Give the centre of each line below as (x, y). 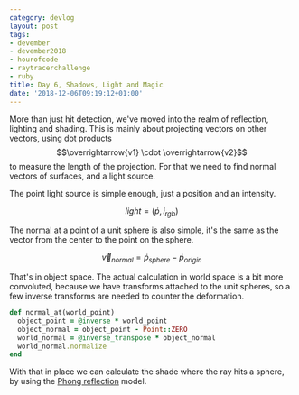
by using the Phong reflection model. (78, 381)
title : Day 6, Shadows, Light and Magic (87, 85)
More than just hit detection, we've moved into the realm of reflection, (139, 119)
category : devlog (42, 18)
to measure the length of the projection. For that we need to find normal (143, 166)
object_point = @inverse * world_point (93, 321)
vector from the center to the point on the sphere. (102, 240)
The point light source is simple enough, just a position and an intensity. (143, 193)
